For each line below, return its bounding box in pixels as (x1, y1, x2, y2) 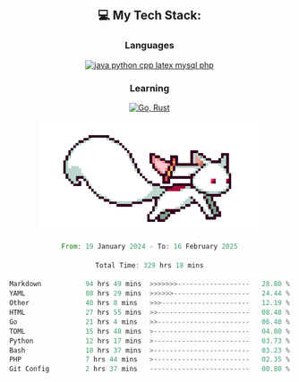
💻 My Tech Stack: (97, 8, 202, 23)
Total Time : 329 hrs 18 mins (95, 260, 204, 270)
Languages (124, 39, 175, 52)
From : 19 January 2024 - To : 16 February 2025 (61, 242, 238, 250)
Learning (129, 81, 170, 94)
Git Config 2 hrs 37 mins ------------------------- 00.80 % (9, 365, 290, 374)
